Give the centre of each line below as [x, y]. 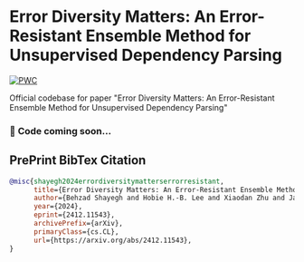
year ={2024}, [58, 207]
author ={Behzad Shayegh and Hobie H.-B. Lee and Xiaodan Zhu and [159, 198]
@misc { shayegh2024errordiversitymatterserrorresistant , [117, 181]
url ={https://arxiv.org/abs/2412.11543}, [113, 240]
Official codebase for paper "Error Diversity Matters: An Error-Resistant [142, 98]
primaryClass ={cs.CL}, [76, 232]
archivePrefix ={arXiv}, [78, 224]
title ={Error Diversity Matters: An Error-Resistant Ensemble [153, 189]
